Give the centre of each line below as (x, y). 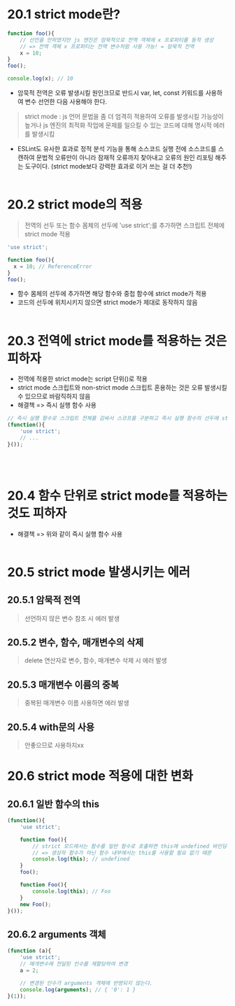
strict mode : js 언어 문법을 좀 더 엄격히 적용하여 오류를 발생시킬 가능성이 (124, 117)
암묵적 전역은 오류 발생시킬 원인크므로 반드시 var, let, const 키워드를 (111, 93)
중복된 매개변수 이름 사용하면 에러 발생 (77, 703)
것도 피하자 (37, 513)
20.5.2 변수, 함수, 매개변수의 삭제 (76, 643)
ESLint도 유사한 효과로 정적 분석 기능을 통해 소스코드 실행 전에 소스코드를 (117, 149)
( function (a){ (29, 951)
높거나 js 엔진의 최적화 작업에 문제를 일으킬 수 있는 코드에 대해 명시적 (118, 125)
